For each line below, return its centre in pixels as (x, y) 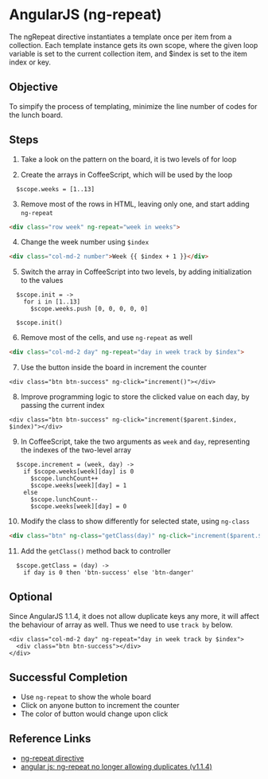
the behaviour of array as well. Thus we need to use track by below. (121, 624)
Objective (34, 87)
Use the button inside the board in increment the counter (114, 367)
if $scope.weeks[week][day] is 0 (79, 472)
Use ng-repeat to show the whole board (86, 697)
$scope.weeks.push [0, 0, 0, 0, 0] (89, 309)
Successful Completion (68, 677)
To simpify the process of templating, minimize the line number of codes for (133, 106)
